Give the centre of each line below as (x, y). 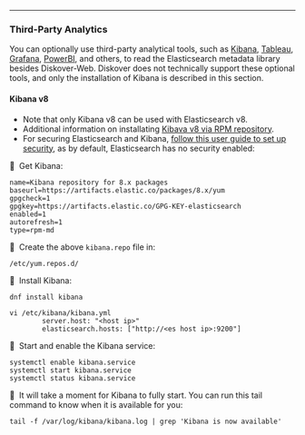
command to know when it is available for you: (96, 404)
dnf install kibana (46, 297)
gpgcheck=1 (30, 198)
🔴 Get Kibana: (36, 165)
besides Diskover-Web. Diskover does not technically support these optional (152, 68)
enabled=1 (28, 214)
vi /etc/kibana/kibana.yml (60, 313)
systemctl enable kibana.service (73, 362)
